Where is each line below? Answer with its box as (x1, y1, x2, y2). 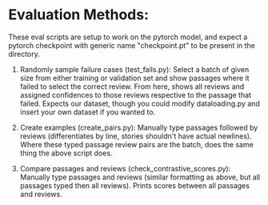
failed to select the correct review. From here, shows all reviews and (19, 82, 245, 91)
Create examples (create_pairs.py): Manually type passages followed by (19, 123, 258, 132)
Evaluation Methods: (8, 6, 150, 24)
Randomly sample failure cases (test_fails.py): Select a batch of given (19, 64, 250, 74)
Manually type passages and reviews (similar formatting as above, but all (19, 172, 261, 182)
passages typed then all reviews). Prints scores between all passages (19, 180, 250, 190)
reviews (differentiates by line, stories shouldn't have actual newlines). (19, 131, 252, 141)
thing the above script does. (19, 148, 113, 158)
